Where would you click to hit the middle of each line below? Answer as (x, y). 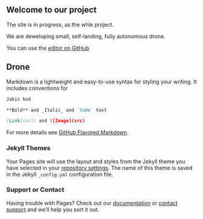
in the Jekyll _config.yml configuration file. (60, 174)
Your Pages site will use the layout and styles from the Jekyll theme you (96, 161)
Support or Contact (35, 190)
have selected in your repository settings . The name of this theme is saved (99, 168)
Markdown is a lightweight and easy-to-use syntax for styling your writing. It (101, 82)
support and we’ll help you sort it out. (53, 209)
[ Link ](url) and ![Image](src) (46, 121)
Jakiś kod (19, 99)
